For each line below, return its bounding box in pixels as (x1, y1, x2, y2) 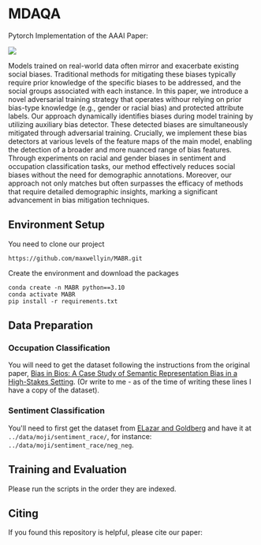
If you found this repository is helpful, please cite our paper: (8, 528, 203, 537)
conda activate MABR (8, 290, 76, 299)
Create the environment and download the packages (8, 268, 179, 277)
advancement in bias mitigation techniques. (8, 195, 150, 205)
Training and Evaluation (8, 463, 128, 476)
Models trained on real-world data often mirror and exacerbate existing (8, 61, 239, 70)
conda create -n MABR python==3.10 (8, 284, 125, 291)
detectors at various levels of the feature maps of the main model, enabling (8, 136, 252, 146)
